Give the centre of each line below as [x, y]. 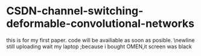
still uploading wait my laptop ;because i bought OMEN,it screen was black [99, 46]
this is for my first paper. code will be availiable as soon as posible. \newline [101, 40]
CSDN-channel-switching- [75, 11]
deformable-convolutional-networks [101, 24]
